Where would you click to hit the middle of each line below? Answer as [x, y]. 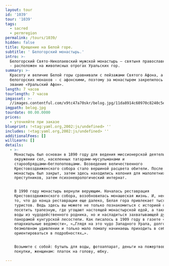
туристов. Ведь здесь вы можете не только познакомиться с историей [88, 205]
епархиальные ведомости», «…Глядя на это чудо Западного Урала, [83, 224]
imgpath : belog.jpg [26, 108]
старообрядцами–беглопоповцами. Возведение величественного [78, 164]
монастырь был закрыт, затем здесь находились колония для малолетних [90, 173]
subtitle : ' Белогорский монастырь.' [45, 52]
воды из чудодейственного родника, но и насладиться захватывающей [86, 215]
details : [14, 145]
